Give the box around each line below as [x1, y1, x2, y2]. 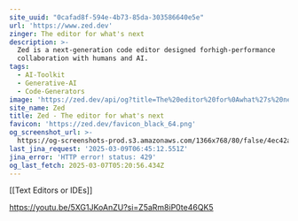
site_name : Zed [9, 103, 66, 112]
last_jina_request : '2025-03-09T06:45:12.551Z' [9, 144, 189, 153]
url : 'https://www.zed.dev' [9, 21, 114, 30]
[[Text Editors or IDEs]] [9, 185, 93, 195]
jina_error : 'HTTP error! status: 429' [9, 152, 157, 162]
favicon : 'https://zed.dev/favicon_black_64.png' [9, 120, 197, 129]
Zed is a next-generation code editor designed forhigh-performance [17, 46, 276, 55]
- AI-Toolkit [17, 71, 66, 80]
